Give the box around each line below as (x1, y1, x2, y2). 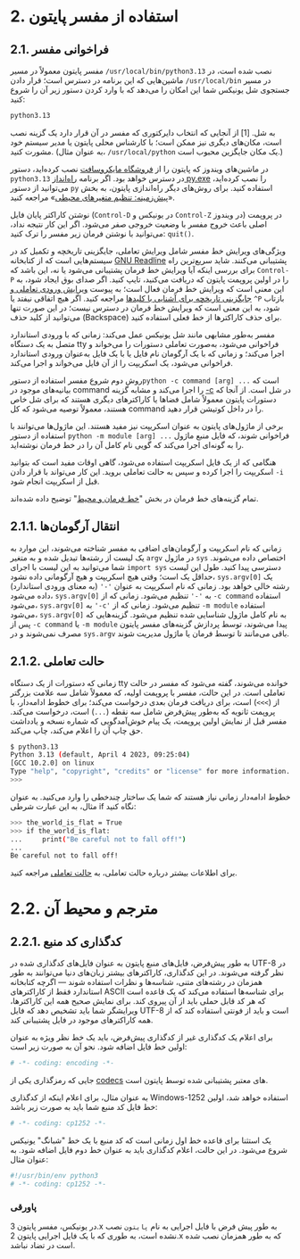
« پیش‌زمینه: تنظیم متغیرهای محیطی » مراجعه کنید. (10, 192, 175, 203)
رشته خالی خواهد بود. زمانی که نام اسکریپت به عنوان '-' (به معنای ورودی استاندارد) (10, 580, 290, 591)
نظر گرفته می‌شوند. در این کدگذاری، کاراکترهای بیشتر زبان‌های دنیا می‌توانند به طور (10, 967, 285, 978)
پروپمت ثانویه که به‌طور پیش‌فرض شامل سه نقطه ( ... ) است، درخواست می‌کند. (10, 706, 276, 716)
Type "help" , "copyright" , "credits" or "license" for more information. (10, 767, 291, 776)
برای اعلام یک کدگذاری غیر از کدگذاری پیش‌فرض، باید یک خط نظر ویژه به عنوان (10, 1032, 273, 1043)
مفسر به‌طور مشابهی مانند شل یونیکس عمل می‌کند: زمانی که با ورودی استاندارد (10, 328, 275, 340)
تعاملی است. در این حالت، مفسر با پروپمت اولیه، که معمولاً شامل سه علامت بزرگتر (10, 687, 286, 698)
